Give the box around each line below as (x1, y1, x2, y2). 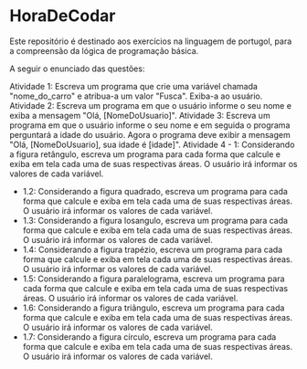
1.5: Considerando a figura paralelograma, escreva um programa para (22, 273, 285, 284)
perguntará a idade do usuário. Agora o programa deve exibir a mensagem (9, 129, 291, 140)
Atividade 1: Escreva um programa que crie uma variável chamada (9, 80, 259, 91)
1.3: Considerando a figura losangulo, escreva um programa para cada (22, 215, 289, 226)
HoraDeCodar (9, 5, 116, 26)
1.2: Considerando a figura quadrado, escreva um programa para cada (22, 185, 288, 196)
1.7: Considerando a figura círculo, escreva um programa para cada (22, 331, 277, 343)
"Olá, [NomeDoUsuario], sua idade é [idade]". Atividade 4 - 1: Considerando (9, 139, 295, 150)
